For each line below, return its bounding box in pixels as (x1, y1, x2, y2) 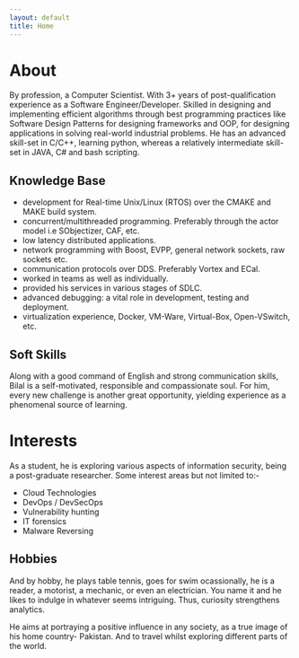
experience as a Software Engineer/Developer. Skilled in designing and (9, 100, 271, 110)
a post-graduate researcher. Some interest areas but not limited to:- (9, 470, 260, 480)
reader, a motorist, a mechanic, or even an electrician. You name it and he (9, 584, 282, 595)
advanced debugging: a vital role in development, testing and (22, 293, 250, 303)
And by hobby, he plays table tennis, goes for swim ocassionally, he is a (9, 575, 276, 586)
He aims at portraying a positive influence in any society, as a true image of (9, 621, 288, 632)
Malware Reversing (22, 526, 94, 536)
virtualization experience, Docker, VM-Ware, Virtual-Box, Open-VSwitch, (22, 311, 290, 322)
